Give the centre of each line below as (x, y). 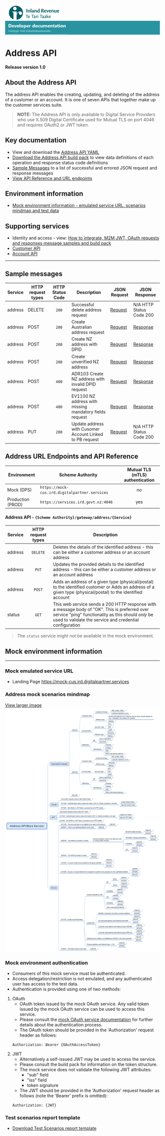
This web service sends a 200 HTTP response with (105, 604)
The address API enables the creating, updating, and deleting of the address (82, 94)
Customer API (26, 248)
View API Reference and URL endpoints (52, 178)
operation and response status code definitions (60, 162)
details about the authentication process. (61, 1025)
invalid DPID (84, 384)
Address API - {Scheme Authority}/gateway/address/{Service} (69, 517)
